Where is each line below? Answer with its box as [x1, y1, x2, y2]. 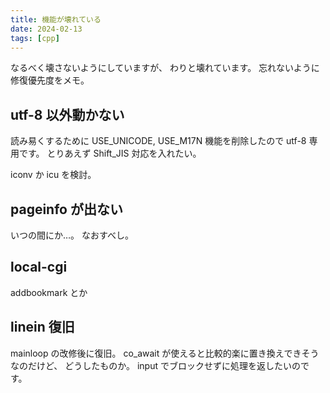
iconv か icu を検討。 [10, 169, 97, 181]
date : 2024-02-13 [10, 24, 83, 34]
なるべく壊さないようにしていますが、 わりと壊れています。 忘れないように [10, 62, 320, 74]
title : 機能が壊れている [10, 14, 102, 25]
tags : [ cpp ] [10, 33, 60, 43]
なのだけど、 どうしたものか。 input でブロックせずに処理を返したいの [10, 359, 301, 371]
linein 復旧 [10, 319, 75, 336]
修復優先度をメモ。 [10, 74, 90, 86]
